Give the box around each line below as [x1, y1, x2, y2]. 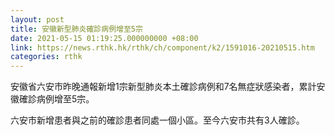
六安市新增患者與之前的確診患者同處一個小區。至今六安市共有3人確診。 [10, 114, 305, 126]
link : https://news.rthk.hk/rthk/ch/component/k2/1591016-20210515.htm [10, 42, 315, 53]
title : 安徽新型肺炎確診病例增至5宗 [10, 24, 143, 34]
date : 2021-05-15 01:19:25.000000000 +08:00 [10, 33, 199, 43]
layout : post [10, 14, 65, 25]
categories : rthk [10, 52, 83, 62]
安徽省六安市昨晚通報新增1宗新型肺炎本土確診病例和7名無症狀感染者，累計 [10, 81, 317, 93]
